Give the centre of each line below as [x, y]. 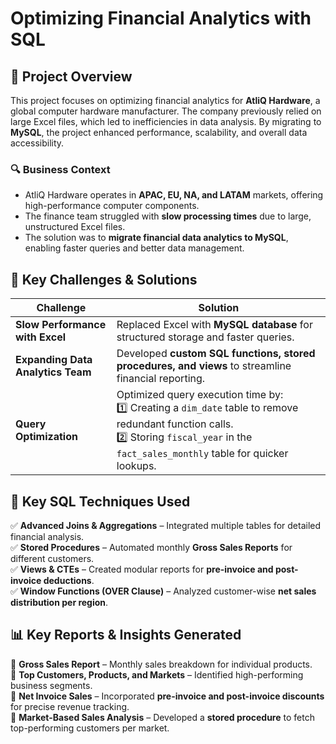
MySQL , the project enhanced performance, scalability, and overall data [159, 132]
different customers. [52, 558]
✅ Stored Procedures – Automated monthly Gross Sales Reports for [151, 547]
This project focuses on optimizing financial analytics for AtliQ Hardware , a [165, 100]
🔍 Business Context [60, 169]
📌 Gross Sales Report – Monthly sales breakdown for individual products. [161, 664]
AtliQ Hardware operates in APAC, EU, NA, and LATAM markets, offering [174, 195]
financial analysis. [47, 536]
